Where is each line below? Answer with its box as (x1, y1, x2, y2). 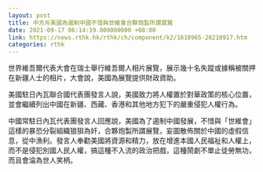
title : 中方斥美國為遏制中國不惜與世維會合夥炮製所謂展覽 (8, 19, 174, 27)
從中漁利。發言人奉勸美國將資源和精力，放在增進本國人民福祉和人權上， (21, 136, 256, 145)
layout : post (8, 11, 51, 20)
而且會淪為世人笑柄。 (8, 156, 77, 165)
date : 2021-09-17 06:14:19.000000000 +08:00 (8, 26, 156, 34)
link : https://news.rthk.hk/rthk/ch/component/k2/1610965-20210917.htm (8, 33, 247, 42)
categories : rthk (8, 41, 65, 49)
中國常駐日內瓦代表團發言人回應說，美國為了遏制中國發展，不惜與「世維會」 (8, 116, 256, 126)
